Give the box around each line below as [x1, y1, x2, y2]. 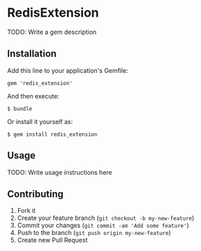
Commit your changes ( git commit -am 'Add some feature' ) [17, 221, 189, 230]
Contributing [7, 188, 64, 200]
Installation [7, 48, 57, 60]
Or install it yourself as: [7, 117, 73, 125]
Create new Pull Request [17, 236, 88, 244]
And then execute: [7, 92, 60, 100]
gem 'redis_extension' [7, 80, 73, 87]
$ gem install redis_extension [7, 130, 98, 138]
